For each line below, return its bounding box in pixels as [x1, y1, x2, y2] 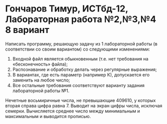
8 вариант [5, 24, 50, 35]
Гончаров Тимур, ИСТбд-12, [5, 3, 128, 14]
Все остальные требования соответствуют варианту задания [12, 82, 144, 88]
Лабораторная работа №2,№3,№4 [5, 13, 156, 25]
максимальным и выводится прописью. [5, 113, 91, 119]
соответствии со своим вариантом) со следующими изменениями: [5, 46, 150, 52]
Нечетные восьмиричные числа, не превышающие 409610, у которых [5, 97, 156, 103]
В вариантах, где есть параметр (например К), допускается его [12, 71, 150, 77]
